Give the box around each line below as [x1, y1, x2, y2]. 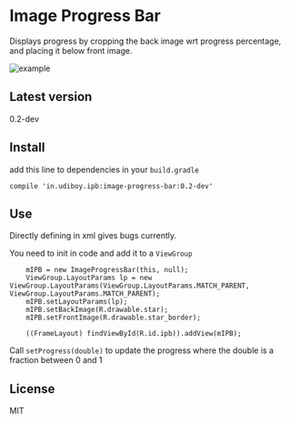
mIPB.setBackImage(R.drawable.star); [25, 306, 169, 315]
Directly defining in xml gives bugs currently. [9, 230, 177, 241]
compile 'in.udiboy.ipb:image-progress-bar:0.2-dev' [9, 181, 214, 191]
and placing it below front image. [9, 45, 133, 55]
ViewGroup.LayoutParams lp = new [25, 274, 153, 283]
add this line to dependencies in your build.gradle [9, 164, 200, 175]
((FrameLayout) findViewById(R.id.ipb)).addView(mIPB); [25, 329, 243, 338]
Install [9, 140, 45, 156]
